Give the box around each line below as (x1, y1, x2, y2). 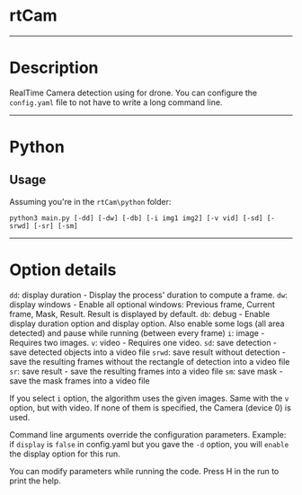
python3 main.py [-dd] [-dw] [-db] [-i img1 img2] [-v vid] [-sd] (9, 213, 263, 223)
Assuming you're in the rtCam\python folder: (9, 196, 172, 207)
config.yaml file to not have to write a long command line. (9, 96, 223, 108)
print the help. (9, 475, 61, 486)
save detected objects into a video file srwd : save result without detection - (9, 347, 286, 358)
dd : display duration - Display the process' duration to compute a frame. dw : (9, 289, 288, 300)
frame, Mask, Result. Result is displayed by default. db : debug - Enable (9, 308, 271, 319)
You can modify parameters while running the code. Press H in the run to (9, 465, 280, 476)
